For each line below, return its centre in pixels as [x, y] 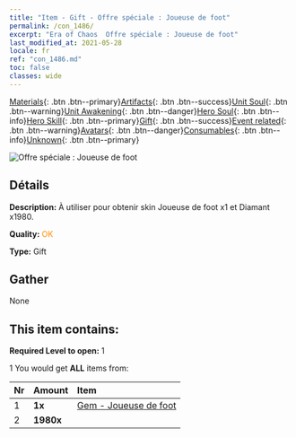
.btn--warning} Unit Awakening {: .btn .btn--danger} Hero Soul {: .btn [133, 111]
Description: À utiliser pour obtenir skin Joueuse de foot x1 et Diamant [140, 206]
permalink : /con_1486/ [52, 26]
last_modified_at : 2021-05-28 [66, 43]
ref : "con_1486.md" [46, 59]
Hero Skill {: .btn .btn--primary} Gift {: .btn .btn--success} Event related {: [157, 120]
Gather [29, 279]
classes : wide [36, 76]
